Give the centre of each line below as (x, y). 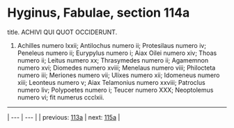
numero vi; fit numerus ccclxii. (61, 97)
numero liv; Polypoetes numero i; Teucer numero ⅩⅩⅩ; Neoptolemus (115, 90)
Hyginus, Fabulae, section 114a (99, 13)
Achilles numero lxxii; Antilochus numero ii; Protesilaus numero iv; (112, 45)
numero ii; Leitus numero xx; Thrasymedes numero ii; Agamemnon (113, 60)
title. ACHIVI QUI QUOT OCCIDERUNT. (62, 32)
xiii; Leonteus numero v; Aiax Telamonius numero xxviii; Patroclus (111, 82)
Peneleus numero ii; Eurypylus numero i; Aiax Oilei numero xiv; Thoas (117, 53)
